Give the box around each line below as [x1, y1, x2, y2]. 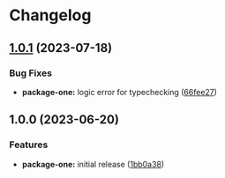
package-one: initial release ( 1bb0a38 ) [21, 159, 165, 169]
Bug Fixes [9, 67, 53, 79]
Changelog [9, 5, 92, 26]
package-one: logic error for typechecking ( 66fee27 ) [21, 86, 218, 97]
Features [9, 138, 49, 151]
